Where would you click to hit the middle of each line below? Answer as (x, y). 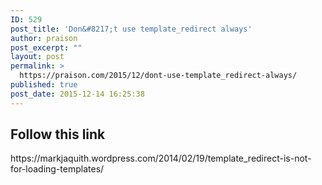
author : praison (44, 38)
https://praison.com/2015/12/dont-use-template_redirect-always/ (158, 76)
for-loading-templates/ (57, 169)
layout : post (37, 57)
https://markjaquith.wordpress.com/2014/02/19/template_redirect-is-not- (161, 158)
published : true (44, 85)
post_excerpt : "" (46, 47)
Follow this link (58, 134)
